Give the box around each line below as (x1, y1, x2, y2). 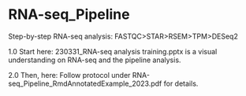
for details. (163, 79, 199, 88)
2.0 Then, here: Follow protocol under (8, 70, 131, 79)
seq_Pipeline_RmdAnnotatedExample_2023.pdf (8, 79, 162, 88)
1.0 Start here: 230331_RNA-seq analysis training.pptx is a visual (8, 46, 218, 56)
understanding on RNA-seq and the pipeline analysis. (8, 55, 181, 65)
